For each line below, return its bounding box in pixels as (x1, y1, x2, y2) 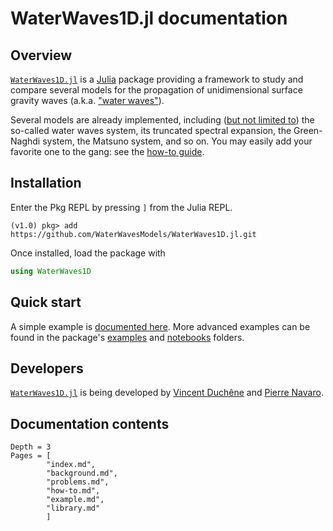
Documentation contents (10, 415, 170, 432)
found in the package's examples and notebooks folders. (10, 331, 245, 343)
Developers (10, 360, 84, 377)
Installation (10, 175, 82, 192)
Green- (293, 125, 323, 136)
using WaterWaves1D (10, 266, 92, 276)
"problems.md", (46, 477, 110, 487)
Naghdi (10, 135, 41, 147)
